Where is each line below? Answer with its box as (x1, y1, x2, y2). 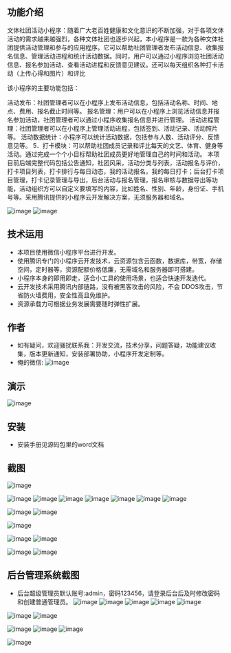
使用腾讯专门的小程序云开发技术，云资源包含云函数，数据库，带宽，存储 (16, 257, 222, 265)
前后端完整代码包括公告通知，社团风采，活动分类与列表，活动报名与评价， (12, 158, 224, 167)
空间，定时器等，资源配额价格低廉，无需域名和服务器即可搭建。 (16, 265, 198, 273)
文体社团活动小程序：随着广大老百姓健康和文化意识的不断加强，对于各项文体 (7, 26, 224, 34)
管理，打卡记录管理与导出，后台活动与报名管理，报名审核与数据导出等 (12, 175, 212, 184)
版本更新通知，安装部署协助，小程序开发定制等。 (29, 350, 168, 358)
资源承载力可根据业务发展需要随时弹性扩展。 (16, 299, 144, 308)
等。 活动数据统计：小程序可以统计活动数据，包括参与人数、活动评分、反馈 (7, 133, 220, 141)
